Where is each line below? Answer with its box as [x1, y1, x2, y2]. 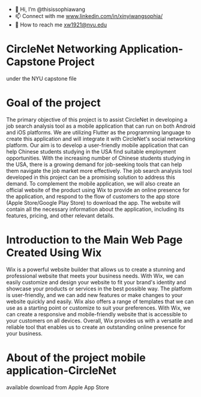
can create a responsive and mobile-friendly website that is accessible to [6, 310, 187, 317]
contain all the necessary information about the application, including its [6, 205, 185, 213]
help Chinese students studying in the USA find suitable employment [6, 148, 176, 155]
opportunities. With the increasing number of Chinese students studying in [6, 154, 191, 161]
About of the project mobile [6, 351, 146, 364]
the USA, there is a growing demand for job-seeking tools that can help [6, 160, 182, 168]
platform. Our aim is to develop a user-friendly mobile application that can [6, 142, 189, 149]
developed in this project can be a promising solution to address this [6, 173, 175, 181]
